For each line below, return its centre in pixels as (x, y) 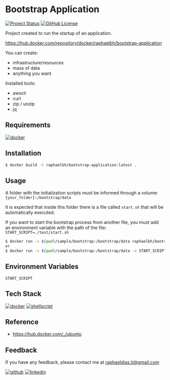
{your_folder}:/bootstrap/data (38, 198)
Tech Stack (23, 294)
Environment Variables (42, 267)
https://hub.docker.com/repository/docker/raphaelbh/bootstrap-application (83, 43)
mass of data (26, 68)
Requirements (28, 125)
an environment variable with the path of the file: (56, 228)
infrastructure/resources (38, 62)
